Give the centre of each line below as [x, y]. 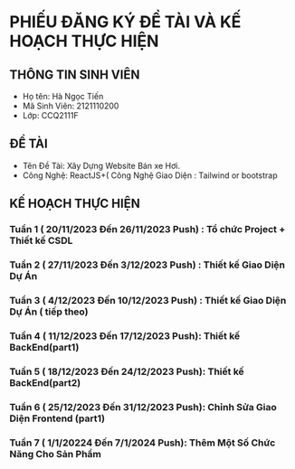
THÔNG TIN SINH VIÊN [75, 75]
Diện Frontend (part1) [57, 418]
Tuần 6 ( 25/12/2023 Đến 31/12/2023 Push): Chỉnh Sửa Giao [143, 407]
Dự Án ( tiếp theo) [49, 312]
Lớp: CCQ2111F [50, 115]
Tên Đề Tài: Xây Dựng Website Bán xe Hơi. [101, 165]
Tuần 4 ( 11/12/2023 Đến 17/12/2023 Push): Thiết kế [125, 335]
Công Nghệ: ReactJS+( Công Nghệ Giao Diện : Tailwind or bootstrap [150, 175]
